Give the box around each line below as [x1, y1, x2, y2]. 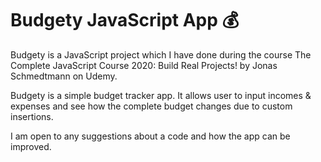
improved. [10, 140, 52, 152]
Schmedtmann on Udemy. [10, 70, 118, 82]
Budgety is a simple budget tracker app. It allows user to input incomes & [10, 89, 312, 101]
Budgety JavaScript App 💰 [10, 9, 240, 32]
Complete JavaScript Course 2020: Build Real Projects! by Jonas [10, 59, 278, 71]
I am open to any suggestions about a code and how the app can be [10, 130, 291, 142]
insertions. [10, 110, 54, 122]
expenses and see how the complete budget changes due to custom [10, 100, 293, 112]
